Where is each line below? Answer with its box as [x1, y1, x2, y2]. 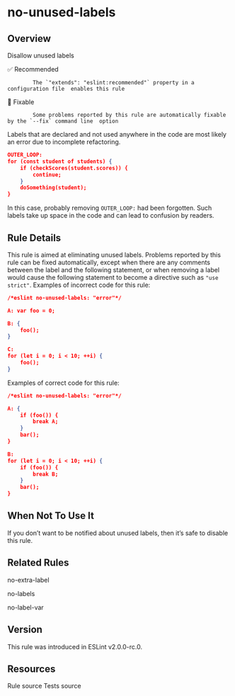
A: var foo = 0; [7, 307, 55, 314]
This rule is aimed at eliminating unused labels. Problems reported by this [7, 250, 222, 259]
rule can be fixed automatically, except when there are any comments [7, 258, 211, 266]
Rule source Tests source [7, 682, 81, 690]
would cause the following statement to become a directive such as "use [7, 273, 219, 281]
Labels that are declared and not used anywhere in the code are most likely [7, 130, 227, 138]
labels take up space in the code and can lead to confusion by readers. [7, 211, 214, 220]
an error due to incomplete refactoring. [7, 137, 121, 146]
